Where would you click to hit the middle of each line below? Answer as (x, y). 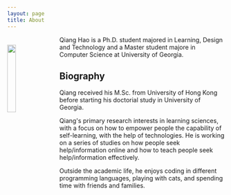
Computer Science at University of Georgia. (121, 54)
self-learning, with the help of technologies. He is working (142, 136)
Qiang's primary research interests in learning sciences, (139, 121)
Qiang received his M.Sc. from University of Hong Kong (138, 93)
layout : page (26, 13)
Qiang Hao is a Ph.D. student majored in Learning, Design (141, 39)
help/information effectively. (99, 158)
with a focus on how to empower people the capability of (140, 128)
